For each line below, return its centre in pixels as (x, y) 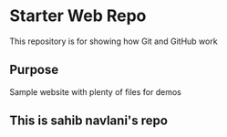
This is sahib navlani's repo (89, 121)
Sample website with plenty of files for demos (96, 91)
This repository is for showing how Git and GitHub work (113, 41)
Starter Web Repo (78, 16)
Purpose (34, 70)
